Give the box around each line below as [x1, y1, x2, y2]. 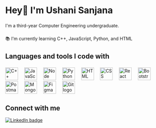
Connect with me [5, 104, 61, 112]
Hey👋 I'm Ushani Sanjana [5, 5, 113, 16]
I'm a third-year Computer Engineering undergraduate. [5, 23, 120, 29]
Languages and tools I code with [5, 52, 110, 61]
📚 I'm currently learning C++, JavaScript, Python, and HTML [5, 35, 133, 42]
